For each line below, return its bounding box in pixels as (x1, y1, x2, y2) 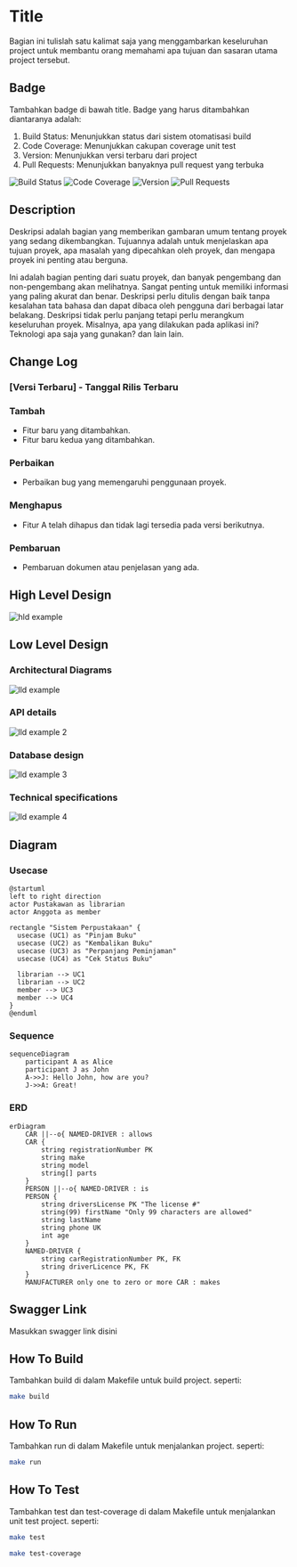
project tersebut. (9, 54, 70, 65)
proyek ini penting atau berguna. (9, 254, 129, 265)
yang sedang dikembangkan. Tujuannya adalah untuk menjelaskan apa (9, 235, 269, 246)
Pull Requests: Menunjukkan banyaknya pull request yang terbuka (21, 159, 264, 170)
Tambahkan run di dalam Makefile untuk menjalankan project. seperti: (9, 1440, 265, 1451)
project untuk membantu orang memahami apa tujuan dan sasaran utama (9, 45, 278, 55)
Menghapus (9, 499, 62, 511)
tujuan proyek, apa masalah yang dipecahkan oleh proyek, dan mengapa (9, 245, 276, 256)
